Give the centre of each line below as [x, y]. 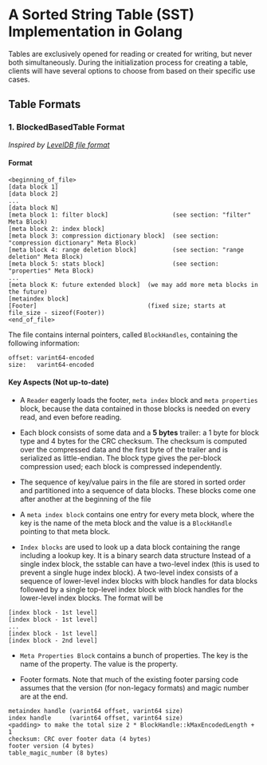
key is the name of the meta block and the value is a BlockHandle [126, 523]
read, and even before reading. [71, 417]
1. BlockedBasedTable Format [67, 127]
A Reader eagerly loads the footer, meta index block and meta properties [139, 400]
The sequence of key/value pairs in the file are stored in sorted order [133, 482]
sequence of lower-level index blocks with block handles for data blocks [138, 581]
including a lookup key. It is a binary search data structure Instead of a [135, 556]
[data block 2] [33, 193]
